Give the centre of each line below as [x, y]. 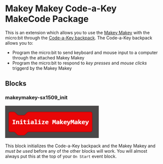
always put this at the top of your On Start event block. [61, 156]
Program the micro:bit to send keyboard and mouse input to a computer [85, 53]
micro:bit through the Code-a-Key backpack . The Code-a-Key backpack [79, 38]
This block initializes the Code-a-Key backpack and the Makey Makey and [81, 146]
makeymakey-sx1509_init [36, 98]
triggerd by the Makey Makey [42, 68]
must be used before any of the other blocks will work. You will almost [76, 151]
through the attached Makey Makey [48, 57]
